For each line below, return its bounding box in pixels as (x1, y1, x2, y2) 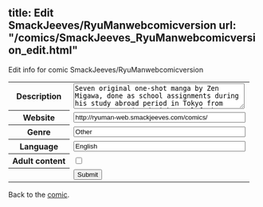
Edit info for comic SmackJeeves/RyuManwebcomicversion (8, 64, 204, 74)
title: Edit (8, 6, 54, 20)
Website (22, 112, 56, 123)
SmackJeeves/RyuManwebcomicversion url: (8, 19, 237, 33)
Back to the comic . (8, 189, 70, 199)
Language (19, 141, 58, 152)
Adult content (12, 155, 66, 166)
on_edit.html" (8, 44, 78, 57)
